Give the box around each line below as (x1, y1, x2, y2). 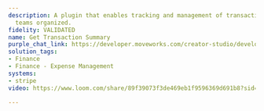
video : (8, 84, 30, 92)
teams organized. (15, 19, 72, 27)
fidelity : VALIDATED (8, 26, 76, 34)
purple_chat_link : (8, 41, 68, 48)
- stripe (8, 77, 37, 84)
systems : (8, 70, 37, 77)
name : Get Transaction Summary (8, 33, 111, 41)
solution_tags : (8, 48, 58, 55)
